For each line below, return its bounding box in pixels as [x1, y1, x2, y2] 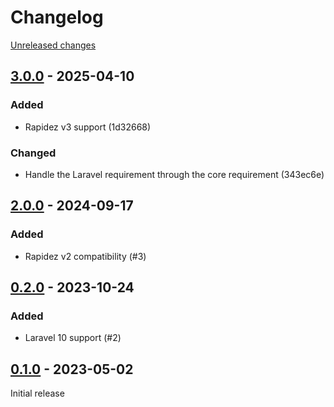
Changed [10, 146, 57, 160]
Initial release [10, 387, 65, 400]
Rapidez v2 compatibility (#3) [24, 250, 147, 262]
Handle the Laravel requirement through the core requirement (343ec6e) [24, 168, 325, 180]
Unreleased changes [10, 39, 97, 51]
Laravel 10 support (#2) [24, 332, 122, 344]
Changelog [10, 6, 104, 29]
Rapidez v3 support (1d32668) [24, 121, 152, 133]
